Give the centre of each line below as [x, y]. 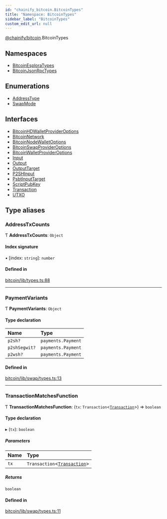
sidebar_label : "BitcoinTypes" [38, 19]
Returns [14, 477]
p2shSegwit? [22, 348]
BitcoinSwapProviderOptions [42, 147]
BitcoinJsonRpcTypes [35, 71]
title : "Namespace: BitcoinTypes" [41, 14]
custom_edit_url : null [29, 24]
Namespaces [26, 53]
